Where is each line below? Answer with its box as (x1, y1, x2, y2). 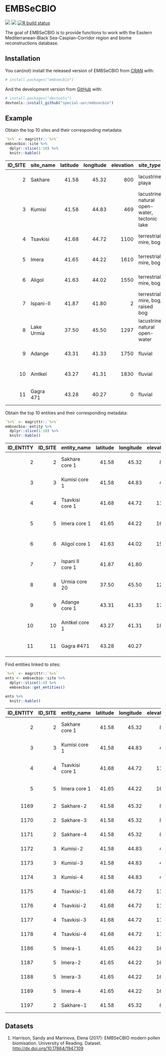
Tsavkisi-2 (61, 902, 86, 909)
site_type (138, 161, 161, 168)
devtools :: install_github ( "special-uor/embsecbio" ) (5, 100, 114, 105)
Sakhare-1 (61, 1002, 87, 1009)
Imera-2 (61, 959, 81, 966)
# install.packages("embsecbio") (5, 77, 74, 82)
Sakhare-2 (61, 803, 87, 809)
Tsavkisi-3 (61, 916, 86, 923)
